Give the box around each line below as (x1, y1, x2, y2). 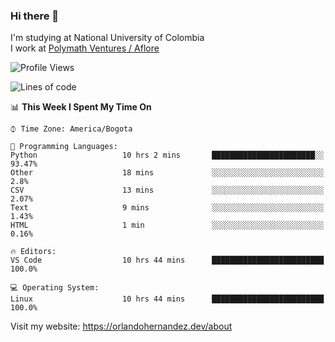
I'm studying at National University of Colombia (10, 32, 205, 44)
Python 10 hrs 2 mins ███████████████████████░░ (10, 150, 325, 161)
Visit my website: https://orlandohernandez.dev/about (10, 320, 233, 333)
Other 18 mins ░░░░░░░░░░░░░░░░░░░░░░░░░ (10, 168, 325, 178)
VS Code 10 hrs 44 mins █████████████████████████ (10, 255, 325, 266)
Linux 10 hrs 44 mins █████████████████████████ (10, 294, 325, 304)
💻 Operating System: (10, 283, 100, 293)
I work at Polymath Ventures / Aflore (10, 42, 160, 54)
